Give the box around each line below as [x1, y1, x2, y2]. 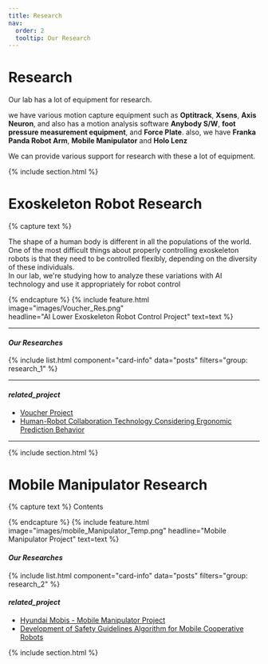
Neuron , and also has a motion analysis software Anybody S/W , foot [8, 119, 236, 129]
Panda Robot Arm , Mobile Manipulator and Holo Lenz [8, 136, 187, 146]
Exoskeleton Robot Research [8, 195, 203, 213]
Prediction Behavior [19, 425, 85, 434]
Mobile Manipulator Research [8, 475, 208, 494]
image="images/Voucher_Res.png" [8, 303, 124, 313]
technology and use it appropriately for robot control [8, 279, 181, 289]
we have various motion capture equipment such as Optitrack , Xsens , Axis [8, 110, 257, 120]
